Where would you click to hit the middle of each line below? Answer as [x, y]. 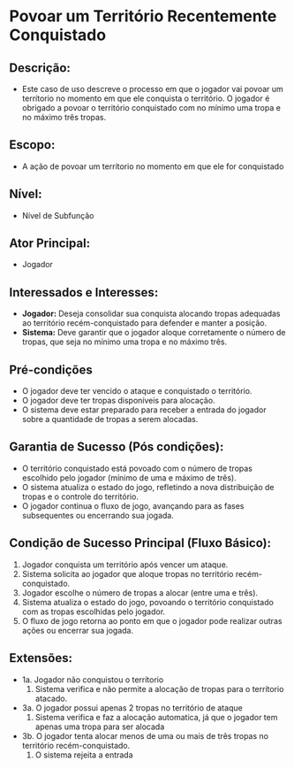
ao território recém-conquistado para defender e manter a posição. [144, 323]
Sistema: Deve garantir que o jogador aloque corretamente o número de [154, 333]
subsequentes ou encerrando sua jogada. [98, 515]
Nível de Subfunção [58, 215]
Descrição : [40, 68]
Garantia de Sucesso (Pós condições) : [117, 447]
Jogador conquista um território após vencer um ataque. [125, 565]
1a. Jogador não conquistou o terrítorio [93, 680]
